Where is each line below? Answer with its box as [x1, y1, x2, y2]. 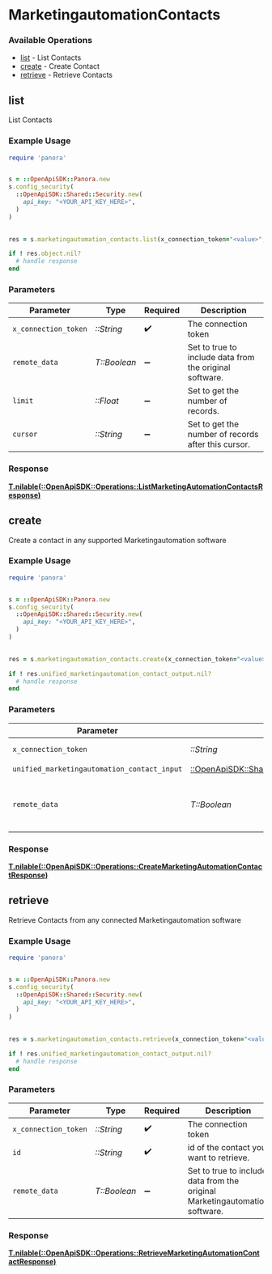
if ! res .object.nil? [8, 249, 82, 258]
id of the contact [187, 1141, 251, 1153]
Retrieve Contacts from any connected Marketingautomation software [8, 915, 241, 924]
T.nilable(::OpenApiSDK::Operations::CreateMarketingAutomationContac [8, 861, 263, 871]
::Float [95, 395, 119, 406]
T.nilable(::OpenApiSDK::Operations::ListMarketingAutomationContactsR [8, 482, 263, 491]
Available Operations [8, 35, 93, 46]
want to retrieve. [187, 1152, 250, 1163]
